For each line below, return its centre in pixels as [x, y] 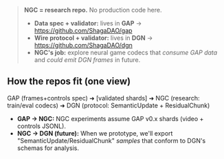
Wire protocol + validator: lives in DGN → [93, 38]
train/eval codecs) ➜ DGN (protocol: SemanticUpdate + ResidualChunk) [109, 105]
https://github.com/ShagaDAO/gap [83, 31]
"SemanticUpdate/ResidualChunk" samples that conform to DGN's [111, 140]
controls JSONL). [42, 126]
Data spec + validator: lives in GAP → [88, 23]
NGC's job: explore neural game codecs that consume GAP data [126, 52]
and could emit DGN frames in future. [87, 60]
